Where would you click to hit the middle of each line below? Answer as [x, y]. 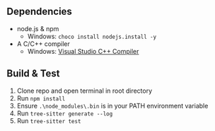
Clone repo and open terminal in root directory [85, 91]
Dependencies [39, 12]
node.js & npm [38, 28]
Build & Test [33, 74]
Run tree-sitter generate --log [65, 113]
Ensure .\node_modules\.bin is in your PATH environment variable [112, 106]
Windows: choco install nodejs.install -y [92, 36]
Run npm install [41, 98]
